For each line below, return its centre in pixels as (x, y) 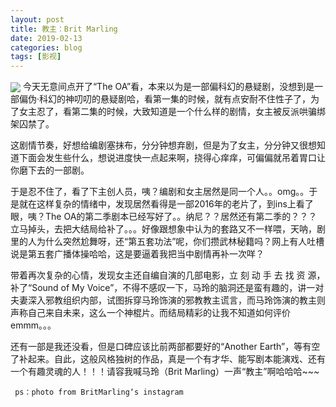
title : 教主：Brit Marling (64, 29)
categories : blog (46, 47)
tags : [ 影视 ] (36, 57)
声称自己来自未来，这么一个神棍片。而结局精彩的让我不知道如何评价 (150, 313)
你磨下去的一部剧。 (50, 170)
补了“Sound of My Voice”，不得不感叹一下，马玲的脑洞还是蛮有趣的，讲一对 (167, 288)
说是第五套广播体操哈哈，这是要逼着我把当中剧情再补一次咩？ (137, 254)
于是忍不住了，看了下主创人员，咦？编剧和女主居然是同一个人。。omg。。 (160, 192)
